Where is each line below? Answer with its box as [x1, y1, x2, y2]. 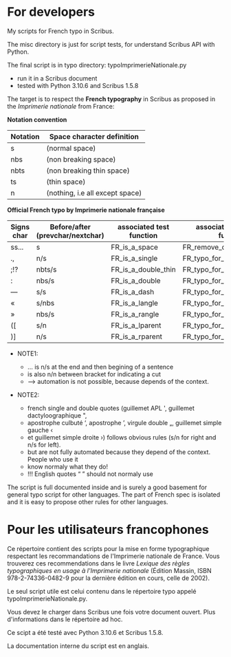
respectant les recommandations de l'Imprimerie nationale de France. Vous [7, 552, 220, 560]
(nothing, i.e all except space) [46, 188, 142, 197]
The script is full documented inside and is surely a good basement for [7, 483, 208, 491]
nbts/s [36, 264, 57, 274]
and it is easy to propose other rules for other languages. [7, 497, 168, 506]
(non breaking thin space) [46, 166, 130, 175]
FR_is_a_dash [111, 287, 155, 297]
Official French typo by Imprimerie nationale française [7, 206, 165, 214]
